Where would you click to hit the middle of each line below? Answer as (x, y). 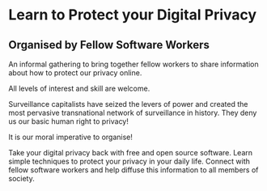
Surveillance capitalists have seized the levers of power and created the (128, 104)
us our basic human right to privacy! (69, 121)
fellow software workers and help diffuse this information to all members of (133, 170)
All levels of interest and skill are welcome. (79, 88)
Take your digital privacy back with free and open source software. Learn (131, 153)
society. (21, 178)
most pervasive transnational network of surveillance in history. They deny (133, 112)
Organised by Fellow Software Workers (109, 45)
